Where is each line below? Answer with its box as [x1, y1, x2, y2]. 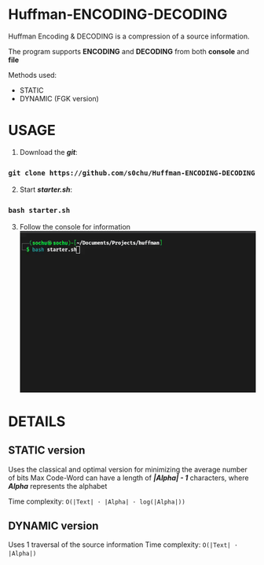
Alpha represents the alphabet [8, 481, 108, 490]
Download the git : [19, 147, 78, 156]
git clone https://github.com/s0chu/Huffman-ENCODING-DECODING [8, 168, 255, 178]
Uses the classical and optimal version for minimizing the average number [8, 464, 247, 474]
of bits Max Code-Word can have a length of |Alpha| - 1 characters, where [8, 473, 249, 482]
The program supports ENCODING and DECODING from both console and [8, 46, 250, 56]
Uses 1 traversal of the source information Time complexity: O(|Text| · [8, 540, 238, 549]
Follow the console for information [19, 222, 131, 232]
